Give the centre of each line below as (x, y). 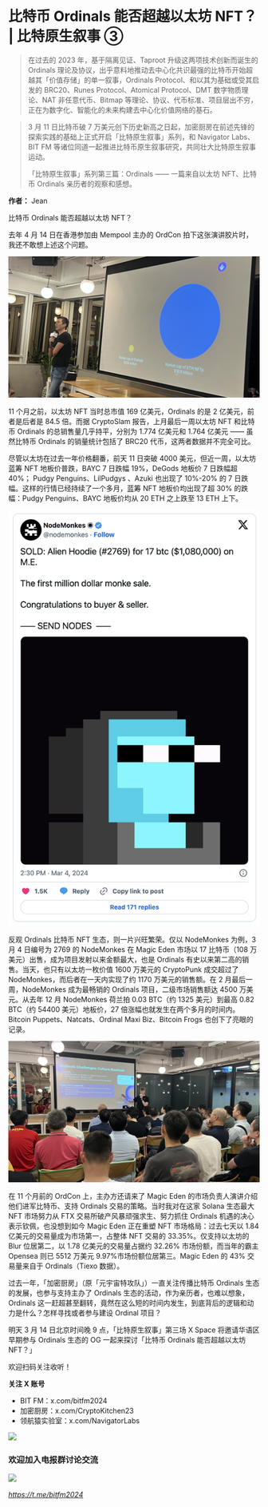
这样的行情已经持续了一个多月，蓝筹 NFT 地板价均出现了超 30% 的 (132, 489)
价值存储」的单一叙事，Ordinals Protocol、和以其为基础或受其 (151, 80)
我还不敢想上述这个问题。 (50, 244)
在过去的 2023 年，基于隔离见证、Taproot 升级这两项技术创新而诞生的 (143, 60)
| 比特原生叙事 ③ (66, 36)
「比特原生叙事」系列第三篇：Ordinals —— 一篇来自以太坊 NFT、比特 (142, 173)
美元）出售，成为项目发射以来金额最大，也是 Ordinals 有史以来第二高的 (125, 959)
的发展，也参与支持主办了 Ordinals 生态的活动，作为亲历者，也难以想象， (129, 1293)
